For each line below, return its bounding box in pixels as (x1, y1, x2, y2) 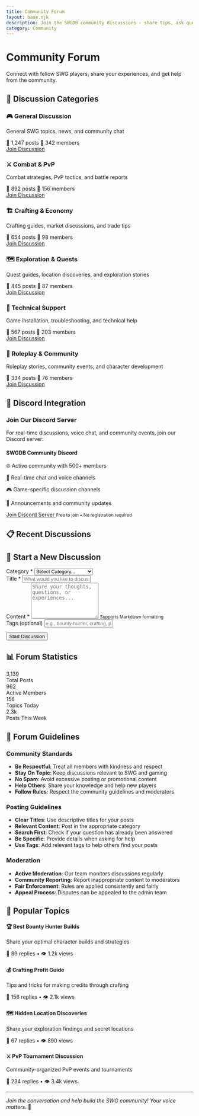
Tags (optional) (6, 620, 43, 627)
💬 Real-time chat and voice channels (6, 474, 96, 481)
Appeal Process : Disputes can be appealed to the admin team (14, 888, 167, 896)
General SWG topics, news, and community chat (6, 127, 124, 135)
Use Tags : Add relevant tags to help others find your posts (14, 842, 158, 849)
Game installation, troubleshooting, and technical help (6, 317, 138, 324)
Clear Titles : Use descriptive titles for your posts (14, 816, 134, 824)
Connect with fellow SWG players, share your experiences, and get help (6, 71, 182, 78)
